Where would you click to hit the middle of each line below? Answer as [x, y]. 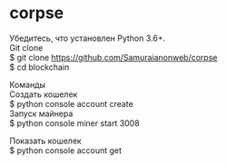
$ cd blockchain [39, 67]
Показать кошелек [45, 141]
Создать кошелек [44, 94]
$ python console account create [71, 103]
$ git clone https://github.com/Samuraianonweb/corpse [113, 57]
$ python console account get [66, 150]
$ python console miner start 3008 [74, 123]
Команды [28, 84]
